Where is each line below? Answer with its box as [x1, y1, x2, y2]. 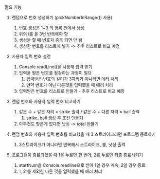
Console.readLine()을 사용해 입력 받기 [18, 64, 93, 70]
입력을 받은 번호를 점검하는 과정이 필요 [18, 70, 92, 75]
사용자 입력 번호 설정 [11, 54, 51, 59]
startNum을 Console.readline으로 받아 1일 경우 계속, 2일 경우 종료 [18, 162, 145, 168]
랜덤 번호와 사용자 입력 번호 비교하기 [11, 99, 81, 104]
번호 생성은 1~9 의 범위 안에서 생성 [18, 25, 85, 31]
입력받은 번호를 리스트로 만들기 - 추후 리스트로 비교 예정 [18, 88, 125, 94]
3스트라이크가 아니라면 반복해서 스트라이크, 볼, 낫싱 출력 [18, 142, 126, 147]
